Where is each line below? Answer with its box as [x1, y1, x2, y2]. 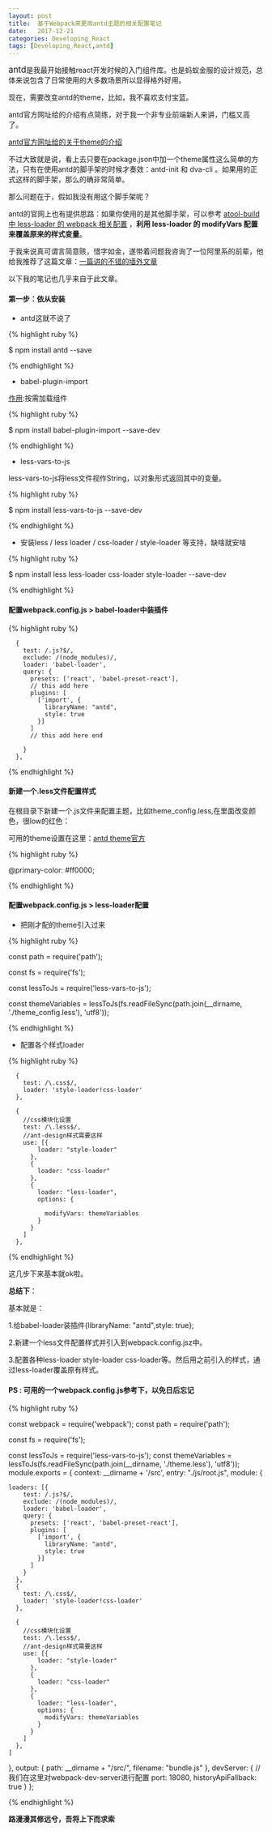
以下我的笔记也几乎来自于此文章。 [8, 274, 122, 284]
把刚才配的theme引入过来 [19, 920, 106, 929]
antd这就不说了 [19, 314, 71, 323]
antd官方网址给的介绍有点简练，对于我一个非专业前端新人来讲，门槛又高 [8, 110, 251, 120]
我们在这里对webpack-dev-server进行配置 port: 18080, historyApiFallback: [8, 1773, 257, 1782]
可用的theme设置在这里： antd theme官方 [8, 833, 146, 843]
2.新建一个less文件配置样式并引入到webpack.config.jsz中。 [8, 1338, 207, 1347]
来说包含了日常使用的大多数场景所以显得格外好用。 [15, 75, 186, 85]
